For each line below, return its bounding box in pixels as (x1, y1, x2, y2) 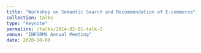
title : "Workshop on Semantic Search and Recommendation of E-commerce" (6, 9, 196, 15)
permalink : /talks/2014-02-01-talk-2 (6, 26, 103, 32)
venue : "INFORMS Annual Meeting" (6, 32, 92, 38)
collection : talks (6, 15, 53, 21)
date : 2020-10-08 (6, 37, 51, 43)
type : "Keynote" (6, 20, 48, 26)
